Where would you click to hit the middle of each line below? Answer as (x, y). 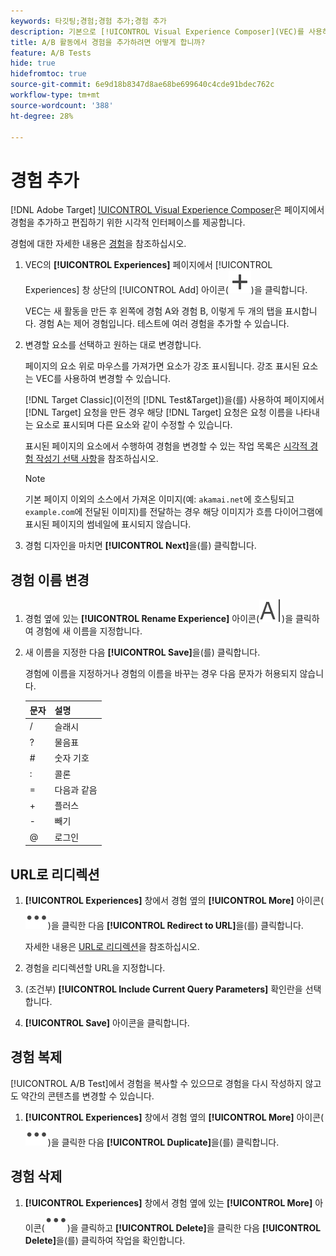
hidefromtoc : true (48, 74)
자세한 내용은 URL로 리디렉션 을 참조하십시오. (112, 946)
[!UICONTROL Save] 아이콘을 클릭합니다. (107, 1022)
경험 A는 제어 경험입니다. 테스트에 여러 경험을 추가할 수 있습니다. (164, 324)
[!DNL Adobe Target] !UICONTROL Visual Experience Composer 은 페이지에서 (167, 210)
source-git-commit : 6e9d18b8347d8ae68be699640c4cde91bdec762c (142, 85)
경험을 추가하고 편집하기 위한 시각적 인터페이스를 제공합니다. (128, 222)
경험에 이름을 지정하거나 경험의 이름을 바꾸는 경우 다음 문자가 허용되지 (161, 674)
